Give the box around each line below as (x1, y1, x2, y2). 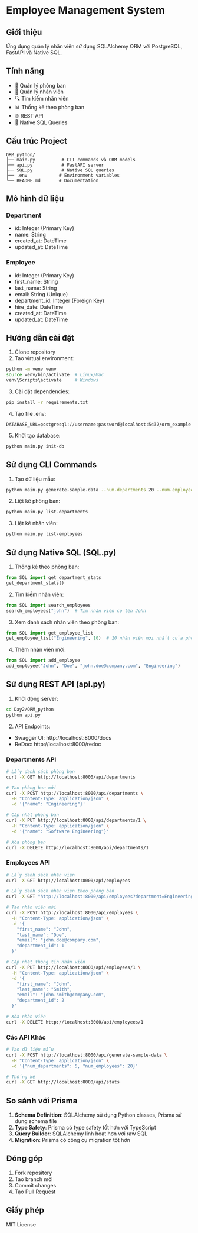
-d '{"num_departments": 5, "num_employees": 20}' (11, 1063, 138, 1069)
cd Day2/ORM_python (6, 706, 54, 713)
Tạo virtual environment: (14, 355, 74, 362)
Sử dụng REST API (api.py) (6, 679, 105, 690)
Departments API (6, 755, 57, 763)
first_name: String (14, 278, 58, 285)
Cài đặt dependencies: (14, 388, 70, 395)
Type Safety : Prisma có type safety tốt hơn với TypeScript (14, 1124, 156, 1131)
